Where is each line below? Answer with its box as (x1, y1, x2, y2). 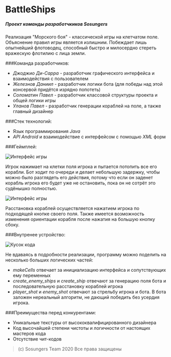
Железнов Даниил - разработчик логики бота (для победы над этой (12, 81, 163, 87)
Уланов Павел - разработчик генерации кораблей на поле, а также (12, 103, 161, 109)
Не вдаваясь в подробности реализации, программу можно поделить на (5, 252, 166, 258)
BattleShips (5, 4, 56, 15)
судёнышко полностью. (5, 185, 58, 192)
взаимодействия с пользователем (12, 76, 89, 82)
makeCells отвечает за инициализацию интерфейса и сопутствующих (12, 267, 166, 273)
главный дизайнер (12, 108, 54, 115)
